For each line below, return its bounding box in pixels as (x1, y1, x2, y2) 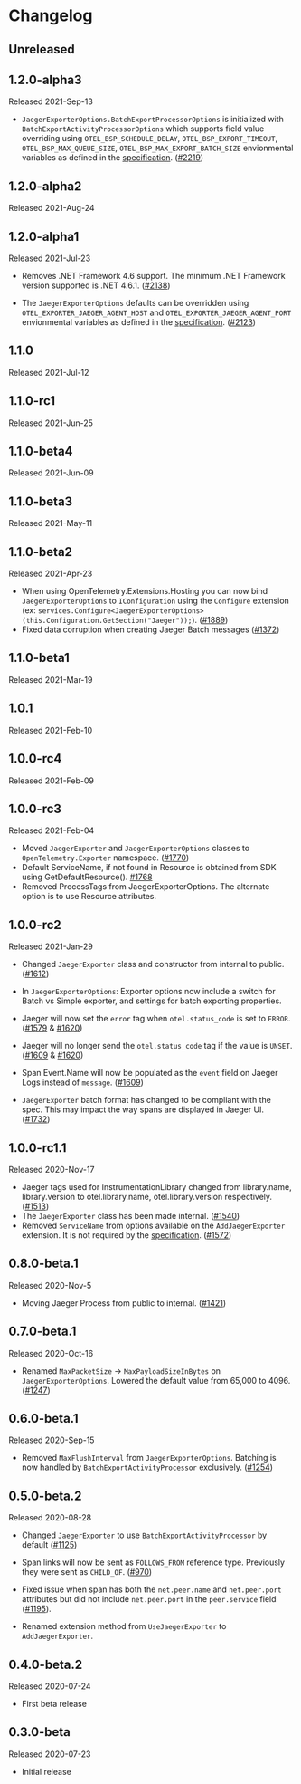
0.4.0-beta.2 (8, 1656, 83, 1672)
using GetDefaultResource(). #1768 (21, 871, 153, 883)
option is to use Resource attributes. (21, 891, 157, 902)
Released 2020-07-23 (8, 1749, 91, 1760)
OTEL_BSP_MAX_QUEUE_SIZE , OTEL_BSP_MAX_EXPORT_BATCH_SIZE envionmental (21, 142, 294, 154)
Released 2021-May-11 (8, 518, 93, 529)
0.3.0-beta (8, 1724, 71, 1740)
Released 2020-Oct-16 (8, 1348, 94, 1358)
